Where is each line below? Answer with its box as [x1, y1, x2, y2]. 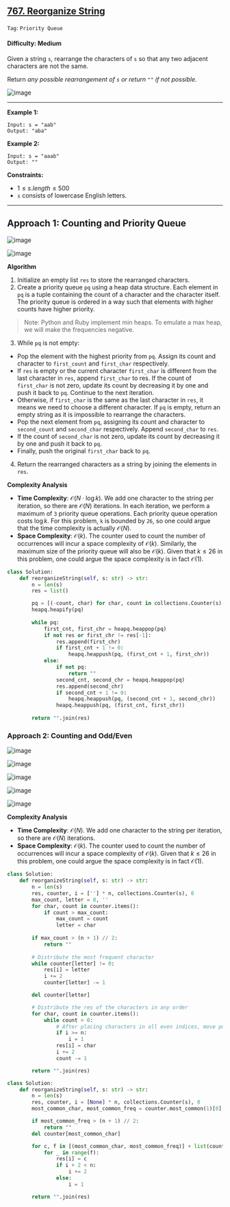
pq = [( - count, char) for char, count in [31, 600, 152, 607]
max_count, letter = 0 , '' [31, 896, 109, 903]
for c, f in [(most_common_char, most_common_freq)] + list [31, 1143, 207, 1149]
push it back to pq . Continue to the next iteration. [16, 388, 155, 396]
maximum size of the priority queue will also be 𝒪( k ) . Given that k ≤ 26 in [16, 547, 223, 555]
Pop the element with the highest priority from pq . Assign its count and [16, 352, 216, 360]
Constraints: [7, 171, 44, 179]
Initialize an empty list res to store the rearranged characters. [16, 276, 190, 284]
